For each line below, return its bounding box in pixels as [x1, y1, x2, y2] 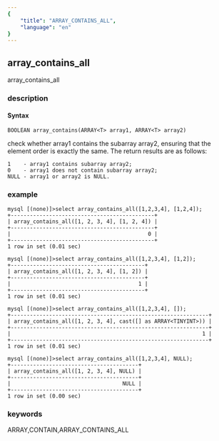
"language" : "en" [20, 24, 72, 31]
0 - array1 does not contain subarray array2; [7, 167, 158, 175]
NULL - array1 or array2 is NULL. [7, 173, 111, 180]
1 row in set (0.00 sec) [7, 393, 81, 400]
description [7, 93, 49, 103]
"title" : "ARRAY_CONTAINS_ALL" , [20, 17, 116, 24]
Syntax [7, 111, 29, 120]
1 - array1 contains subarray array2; [7, 161, 133, 168]
